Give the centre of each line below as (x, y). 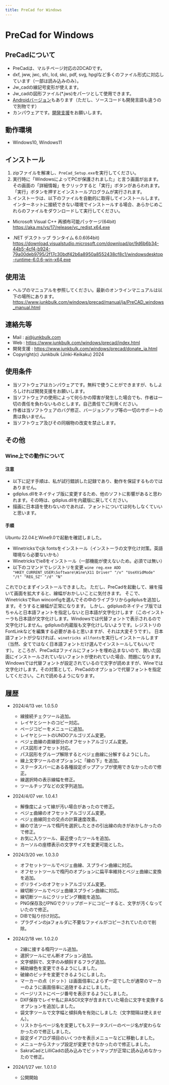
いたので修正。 (36, 910)
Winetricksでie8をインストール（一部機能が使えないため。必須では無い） (89, 561)
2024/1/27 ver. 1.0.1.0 (34, 1067)
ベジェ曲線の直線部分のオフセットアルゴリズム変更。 (75, 742)
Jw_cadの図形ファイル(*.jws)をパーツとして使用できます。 (73, 93)
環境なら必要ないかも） (37, 555)
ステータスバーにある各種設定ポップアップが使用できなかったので (89, 767)
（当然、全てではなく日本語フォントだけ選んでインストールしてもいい (78, 644)
